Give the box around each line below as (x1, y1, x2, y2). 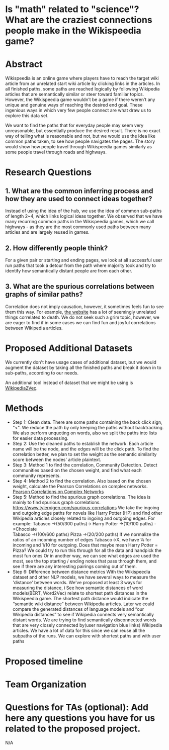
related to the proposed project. (5, 723, 141, 734)
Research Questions (5, 167, 92, 178)
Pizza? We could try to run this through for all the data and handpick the (12, 547, 162, 553)
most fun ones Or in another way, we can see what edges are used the (12, 552, 159, 558)
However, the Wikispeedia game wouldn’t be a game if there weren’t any (5, 97, 155, 103)
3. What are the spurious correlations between (5, 283, 154, 291)
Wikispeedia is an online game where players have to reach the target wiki (5, 75, 159, 81)
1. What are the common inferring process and (5, 186, 153, 195)
